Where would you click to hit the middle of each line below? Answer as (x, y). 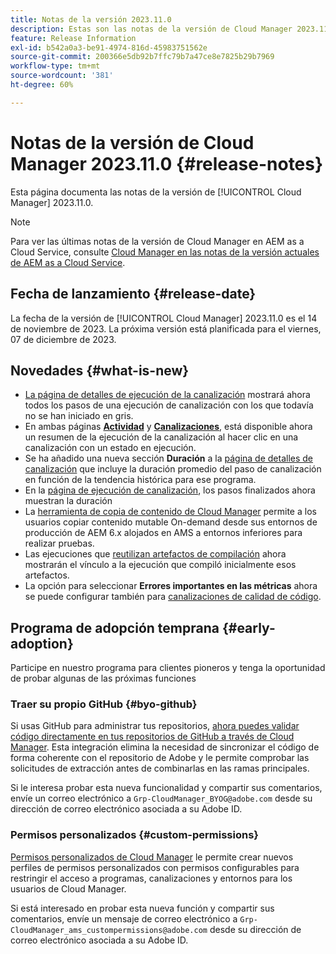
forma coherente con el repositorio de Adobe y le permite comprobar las (160, 758)
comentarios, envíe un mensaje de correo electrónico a (124, 918)
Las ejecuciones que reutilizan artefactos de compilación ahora (155, 554)
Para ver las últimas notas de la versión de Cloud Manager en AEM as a (157, 241)
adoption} (42, 643)
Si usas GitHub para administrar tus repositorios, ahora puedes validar (155, 726)
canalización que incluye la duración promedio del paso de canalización (173, 469)
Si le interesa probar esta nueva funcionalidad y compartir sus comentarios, (166, 788)
